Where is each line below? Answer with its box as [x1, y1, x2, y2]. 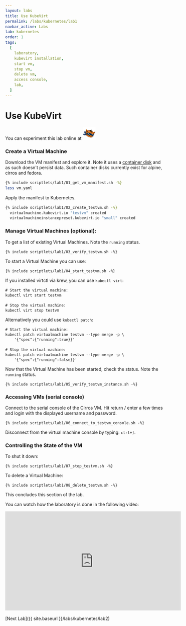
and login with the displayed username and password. [5, 410, 117, 416]
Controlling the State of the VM [5, 442, 83, 449]
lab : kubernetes [5, 29, 39, 35]
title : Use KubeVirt [5, 13, 49, 19]
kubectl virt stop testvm [5, 307, 59, 313]
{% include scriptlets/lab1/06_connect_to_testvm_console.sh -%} [5, 420, 144, 425]
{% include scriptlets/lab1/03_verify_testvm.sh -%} [5, 249, 118, 254]
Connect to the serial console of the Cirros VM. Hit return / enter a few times [5, 405, 163, 411]
